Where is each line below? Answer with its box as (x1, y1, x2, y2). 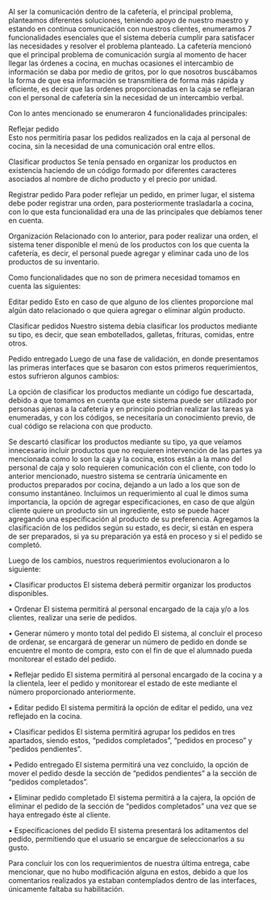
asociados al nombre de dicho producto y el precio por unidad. (8, 174, 218, 184)
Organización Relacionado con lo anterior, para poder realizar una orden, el (8, 231, 258, 241)
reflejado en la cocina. (8, 712, 82, 720)
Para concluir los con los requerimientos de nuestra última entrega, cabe (8, 859, 250, 868)
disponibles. (8, 589, 49, 598)
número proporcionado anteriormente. (8, 687, 135, 696)
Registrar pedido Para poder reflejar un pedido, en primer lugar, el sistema (8, 190, 256, 199)
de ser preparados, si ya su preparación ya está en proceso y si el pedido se (8, 531, 263, 541)
